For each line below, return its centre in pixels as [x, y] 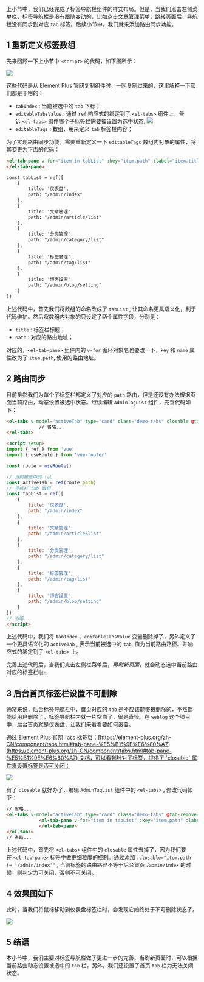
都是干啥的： [27, 93]
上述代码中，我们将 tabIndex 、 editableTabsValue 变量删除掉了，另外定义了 [101, 637]
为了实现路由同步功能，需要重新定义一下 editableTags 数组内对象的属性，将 [101, 141]
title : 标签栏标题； [40, 329]
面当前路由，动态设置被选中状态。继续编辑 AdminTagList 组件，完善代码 [96, 402]
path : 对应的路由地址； [44, 337]
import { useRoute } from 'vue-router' [57, 455]
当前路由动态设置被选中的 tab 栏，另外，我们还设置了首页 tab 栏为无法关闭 [100, 966]
